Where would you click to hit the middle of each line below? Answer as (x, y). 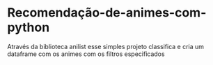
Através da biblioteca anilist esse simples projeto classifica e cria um (105, 46)
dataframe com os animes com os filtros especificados (86, 54)
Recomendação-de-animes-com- (107, 13)
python (29, 27)
